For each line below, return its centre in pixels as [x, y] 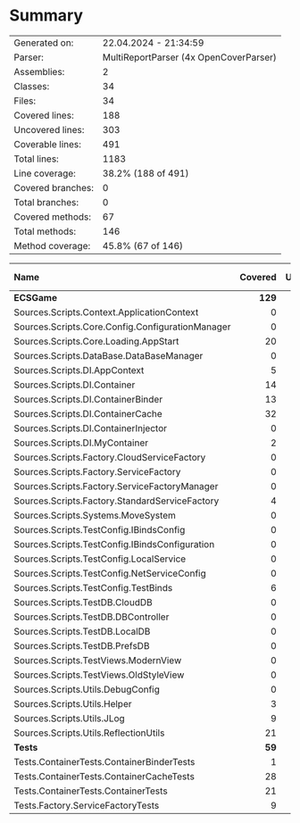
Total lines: [37, 159]
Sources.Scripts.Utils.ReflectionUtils [89, 733]
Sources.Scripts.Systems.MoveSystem [95, 515]
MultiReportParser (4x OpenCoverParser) [189, 57]
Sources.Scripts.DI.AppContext [79, 370]
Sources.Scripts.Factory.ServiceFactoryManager [116, 486]
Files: [25, 101]
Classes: [32, 86]
